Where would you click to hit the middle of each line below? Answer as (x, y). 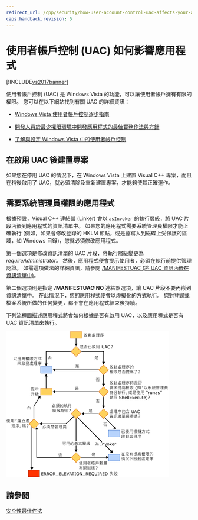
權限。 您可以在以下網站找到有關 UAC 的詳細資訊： (68, 102)
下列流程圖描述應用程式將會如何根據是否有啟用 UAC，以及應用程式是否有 (95, 315)
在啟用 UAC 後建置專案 (47, 160)
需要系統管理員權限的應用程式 (60, 203)
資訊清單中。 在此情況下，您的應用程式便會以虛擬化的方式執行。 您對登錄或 (98, 295)
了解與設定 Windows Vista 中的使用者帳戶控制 (70, 140)
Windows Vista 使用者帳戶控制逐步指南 (62, 114)
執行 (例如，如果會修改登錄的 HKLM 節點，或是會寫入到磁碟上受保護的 (97, 233)
